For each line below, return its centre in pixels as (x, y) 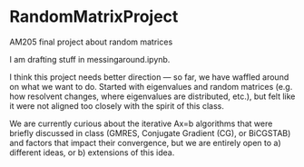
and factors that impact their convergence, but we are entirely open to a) (145, 142)
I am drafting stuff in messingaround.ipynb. (90, 59)
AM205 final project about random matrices (91, 42)
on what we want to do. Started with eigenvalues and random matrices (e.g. (151, 86)
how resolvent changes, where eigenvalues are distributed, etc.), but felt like (152, 96)
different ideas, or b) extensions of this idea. (92, 152)
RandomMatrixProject (94, 17)
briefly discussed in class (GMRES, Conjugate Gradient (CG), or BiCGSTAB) (150, 133)
